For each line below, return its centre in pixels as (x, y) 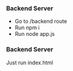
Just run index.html (30, 62)
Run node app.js (35, 34)
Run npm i (27, 27)
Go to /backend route (41, 21)
